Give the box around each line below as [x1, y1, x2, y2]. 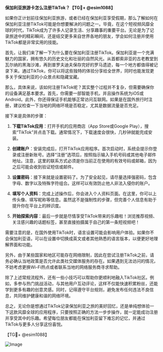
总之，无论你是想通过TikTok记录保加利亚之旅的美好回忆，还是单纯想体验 [5, 303, 150, 309]
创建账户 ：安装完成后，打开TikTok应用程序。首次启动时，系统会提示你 [12, 146, 153, 151]
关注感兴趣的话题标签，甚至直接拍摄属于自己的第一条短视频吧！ [12, 219, 140, 225]
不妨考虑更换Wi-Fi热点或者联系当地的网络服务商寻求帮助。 [5, 264, 122, 270]
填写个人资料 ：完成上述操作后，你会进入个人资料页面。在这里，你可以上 [12, 191, 157, 196]
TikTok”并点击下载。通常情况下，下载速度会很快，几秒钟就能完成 [18, 129, 148, 135]
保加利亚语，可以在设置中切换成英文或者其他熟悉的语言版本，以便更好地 [9, 236, 154, 241]
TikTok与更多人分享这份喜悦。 [5, 321, 65, 327]
